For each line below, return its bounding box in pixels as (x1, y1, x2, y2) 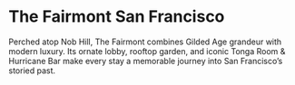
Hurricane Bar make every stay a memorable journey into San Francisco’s (8, 55, 283, 66)
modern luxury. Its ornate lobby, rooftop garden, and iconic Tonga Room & (8, 45, 286, 56)
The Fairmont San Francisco (8, 6, 225, 27)
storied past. (8, 65, 56, 76)
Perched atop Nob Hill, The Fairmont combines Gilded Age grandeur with (8, 36, 282, 47)
